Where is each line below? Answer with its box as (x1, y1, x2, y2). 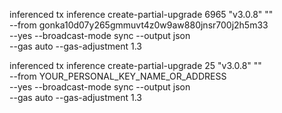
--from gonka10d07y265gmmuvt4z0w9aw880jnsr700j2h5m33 (9, 19, 269, 31)
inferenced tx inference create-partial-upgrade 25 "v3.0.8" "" (9, 60, 262, 71)
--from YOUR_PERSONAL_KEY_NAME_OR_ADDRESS (9, 70, 227, 82)
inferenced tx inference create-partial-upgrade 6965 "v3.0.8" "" (9, 9, 274, 20)
